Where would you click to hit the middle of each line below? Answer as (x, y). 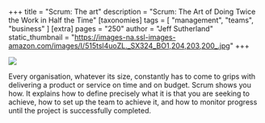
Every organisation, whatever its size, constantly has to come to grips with (132, 76)
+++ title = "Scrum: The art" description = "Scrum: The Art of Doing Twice (132, 12)
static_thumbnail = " (42, 37)
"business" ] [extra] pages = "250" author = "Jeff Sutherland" (111, 29)
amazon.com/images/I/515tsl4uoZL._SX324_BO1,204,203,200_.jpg (119, 46)
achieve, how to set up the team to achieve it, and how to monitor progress (133, 102)
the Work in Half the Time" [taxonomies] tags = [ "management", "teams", (131, 20)
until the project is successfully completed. (80, 111)
